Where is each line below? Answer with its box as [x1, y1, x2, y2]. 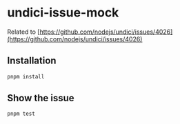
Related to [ [7, 28, 40, 36]
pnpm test [7, 110, 36, 118]
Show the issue [7, 92, 74, 104]
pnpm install [7, 73, 45, 80]
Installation [7, 55, 57, 67]
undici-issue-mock [7, 5, 119, 21]
